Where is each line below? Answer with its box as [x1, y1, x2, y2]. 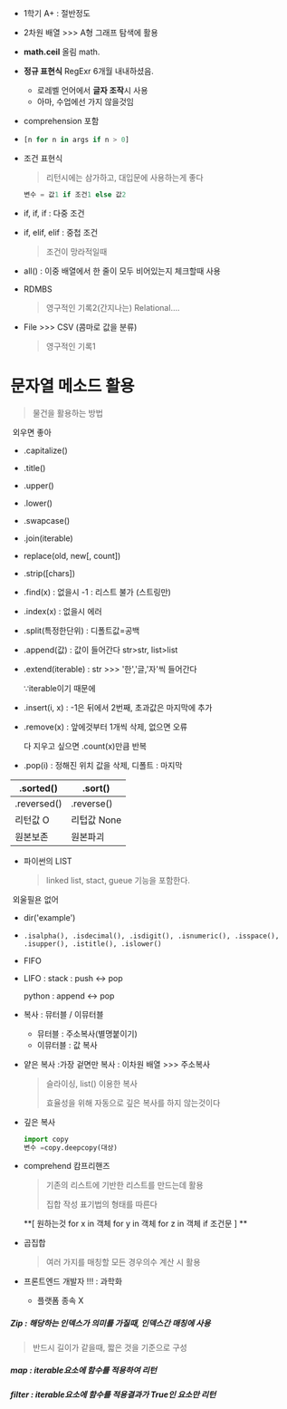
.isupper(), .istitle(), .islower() [23, 939, 162, 949]
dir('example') [23, 912, 76, 922]
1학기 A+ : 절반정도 [23, 8, 91, 18]
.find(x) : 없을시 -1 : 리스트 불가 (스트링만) [23, 586, 171, 597]
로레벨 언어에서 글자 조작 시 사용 [36, 85, 148, 95]
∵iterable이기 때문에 [23, 682, 96, 693]
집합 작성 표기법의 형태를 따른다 [45, 1199, 158, 1210]
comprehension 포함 [23, 116, 100, 126]
